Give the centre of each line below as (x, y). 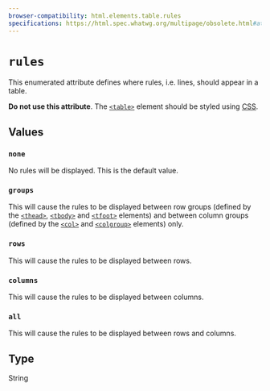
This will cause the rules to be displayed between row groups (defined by (130, 207)
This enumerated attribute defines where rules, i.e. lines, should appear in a (133, 82)
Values (26, 132)
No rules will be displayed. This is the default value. (94, 171)
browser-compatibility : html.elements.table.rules (95, 16)
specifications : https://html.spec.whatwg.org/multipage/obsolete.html (131, 23)
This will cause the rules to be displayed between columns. (106, 297)
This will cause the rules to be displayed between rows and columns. (123, 333)
